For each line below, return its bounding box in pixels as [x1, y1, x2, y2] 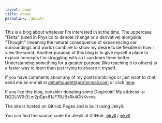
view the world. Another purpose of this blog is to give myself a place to [5, 50, 148, 55]
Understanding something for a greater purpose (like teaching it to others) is [5, 60, 157, 66]
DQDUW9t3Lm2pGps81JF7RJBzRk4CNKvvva [5, 94, 96, 100]
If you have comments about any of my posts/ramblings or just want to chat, [5, 74, 157, 80]
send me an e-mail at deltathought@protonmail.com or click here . [5, 80, 136, 85]
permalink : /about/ [5, 16, 44, 21]
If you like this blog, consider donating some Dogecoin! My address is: [5, 89, 145, 95]
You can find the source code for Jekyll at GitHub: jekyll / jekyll [5, 113, 131, 119]
